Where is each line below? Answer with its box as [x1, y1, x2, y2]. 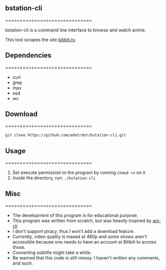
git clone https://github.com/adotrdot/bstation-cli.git [5, 132, 126, 138]
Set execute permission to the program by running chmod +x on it [12, 169, 146, 175]
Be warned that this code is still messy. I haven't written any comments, [12, 254, 160, 260]
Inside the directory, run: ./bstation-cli [12, 175, 96, 181]
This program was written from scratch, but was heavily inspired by [12, 217, 151, 223]
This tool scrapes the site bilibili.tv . [5, 36, 76, 42]
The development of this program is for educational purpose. [12, 212, 138, 218]
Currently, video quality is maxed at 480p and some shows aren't [12, 233, 147, 239]
